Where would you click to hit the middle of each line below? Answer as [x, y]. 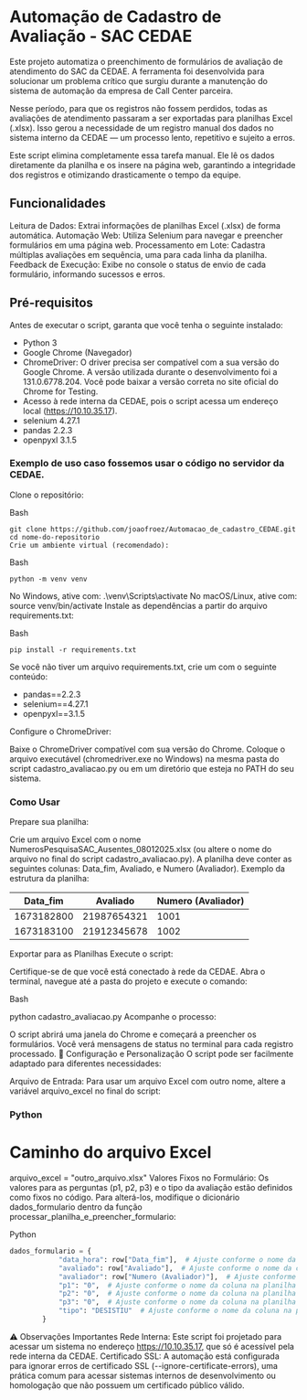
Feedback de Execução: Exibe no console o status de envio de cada [138, 264]
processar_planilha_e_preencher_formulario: [93, 1217]
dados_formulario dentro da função [76, 1207]
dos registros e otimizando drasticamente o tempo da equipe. [126, 175]
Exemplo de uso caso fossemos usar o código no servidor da [147, 464]
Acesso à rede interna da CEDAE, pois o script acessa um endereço [150, 401]
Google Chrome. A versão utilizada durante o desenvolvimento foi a [150, 371]
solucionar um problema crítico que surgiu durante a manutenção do [138, 80]
